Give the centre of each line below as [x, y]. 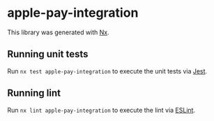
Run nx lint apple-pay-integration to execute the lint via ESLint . [101, 110]
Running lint [34, 93]
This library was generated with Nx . [58, 32]
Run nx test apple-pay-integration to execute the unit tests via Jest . [107, 71]
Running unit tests [48, 54]
